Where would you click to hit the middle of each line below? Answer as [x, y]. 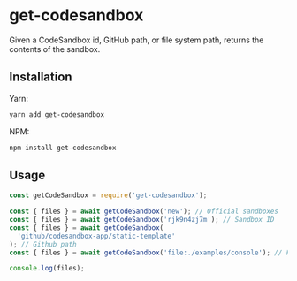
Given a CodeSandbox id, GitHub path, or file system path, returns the [137, 40]
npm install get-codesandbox [63, 148]
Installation [41, 77]
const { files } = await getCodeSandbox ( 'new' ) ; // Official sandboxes [144, 212]
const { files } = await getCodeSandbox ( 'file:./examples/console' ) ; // [146, 253]
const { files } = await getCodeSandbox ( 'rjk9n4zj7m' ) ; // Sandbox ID [142, 220]
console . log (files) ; [47, 269]
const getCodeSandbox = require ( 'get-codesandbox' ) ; [108, 195]
